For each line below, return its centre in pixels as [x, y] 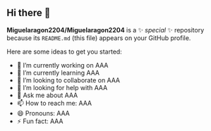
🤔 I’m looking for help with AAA [62, 87]
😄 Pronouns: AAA [43, 113]
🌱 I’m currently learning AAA [58, 73]
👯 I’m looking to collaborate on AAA [68, 80]
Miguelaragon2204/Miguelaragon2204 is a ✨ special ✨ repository [105, 30]
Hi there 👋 [29, 13]
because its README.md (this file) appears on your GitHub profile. [99, 38]
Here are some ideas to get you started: [65, 51]
